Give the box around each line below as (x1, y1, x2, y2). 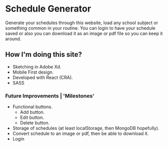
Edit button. (20, 114, 44, 121)
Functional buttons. (12, 104, 53, 110)
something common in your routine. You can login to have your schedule (5, 25, 156, 31)
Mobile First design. (12, 69, 54, 75)
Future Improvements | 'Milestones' (5, 92, 95, 99)
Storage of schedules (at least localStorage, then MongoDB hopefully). (12, 125, 159, 131)
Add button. (20, 109, 45, 115)
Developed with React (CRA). (12, 74, 73, 81)
